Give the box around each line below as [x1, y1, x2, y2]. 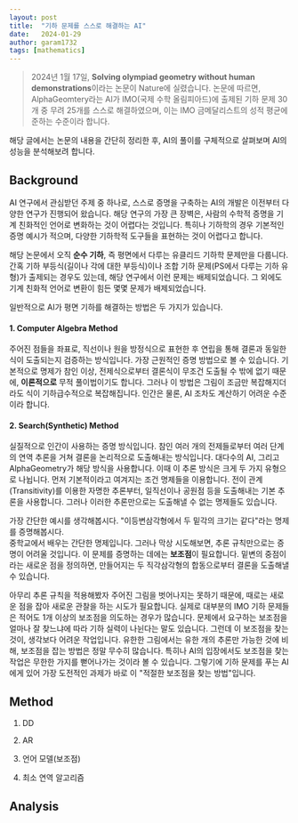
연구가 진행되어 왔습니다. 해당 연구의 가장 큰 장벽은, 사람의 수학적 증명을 [25, 208, 275, 219]
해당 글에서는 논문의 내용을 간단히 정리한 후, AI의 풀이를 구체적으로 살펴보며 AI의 [9, 135, 287, 146]
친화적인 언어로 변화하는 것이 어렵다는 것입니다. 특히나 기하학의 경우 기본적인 [18, 219, 285, 230]
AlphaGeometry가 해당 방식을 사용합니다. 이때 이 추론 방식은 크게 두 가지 [9, 464, 263, 474]
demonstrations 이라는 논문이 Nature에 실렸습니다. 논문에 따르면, [30, 83, 261, 93]
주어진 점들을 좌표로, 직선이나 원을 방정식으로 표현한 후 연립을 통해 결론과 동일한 [9, 343, 287, 354]
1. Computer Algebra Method [9, 322, 118, 334]
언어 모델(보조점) [21, 754, 82, 764]
